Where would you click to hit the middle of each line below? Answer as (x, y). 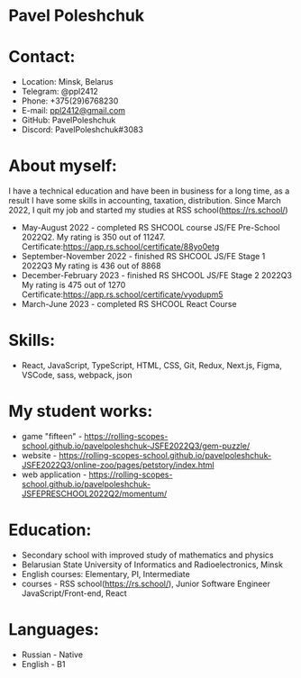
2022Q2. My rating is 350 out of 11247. (93, 237)
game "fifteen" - (52, 436)
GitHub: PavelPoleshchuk (68, 120)
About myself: (63, 166)
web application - (54, 475)
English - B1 (43, 664)
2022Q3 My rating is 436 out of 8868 (91, 266)
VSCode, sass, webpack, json (77, 375)
